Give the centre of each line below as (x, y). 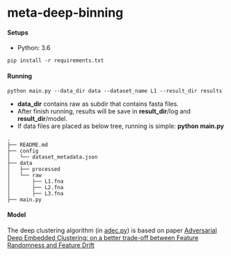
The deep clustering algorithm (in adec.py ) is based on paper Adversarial (112, 230)
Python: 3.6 (34, 48)
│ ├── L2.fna (35, 187)
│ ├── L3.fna (35, 193)
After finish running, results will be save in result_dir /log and (104, 111)
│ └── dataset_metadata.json (53, 157)
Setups (18, 32)
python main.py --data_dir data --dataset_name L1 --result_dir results (115, 91)
